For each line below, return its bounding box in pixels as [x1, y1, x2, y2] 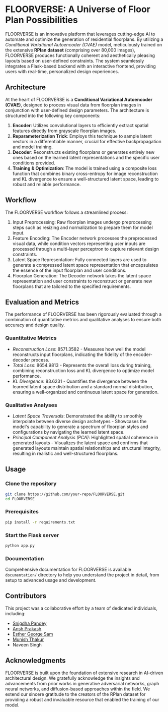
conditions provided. [12, 160, 55, 166]
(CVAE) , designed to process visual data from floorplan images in [5, 102, 141, 108]
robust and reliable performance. [12, 181, 81, 187]
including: [5, 610, 26, 616]
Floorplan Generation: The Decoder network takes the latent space [12, 272, 151, 278]
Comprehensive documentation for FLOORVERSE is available [5, 566, 132, 573]
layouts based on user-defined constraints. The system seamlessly [5, 57, 144, 64]
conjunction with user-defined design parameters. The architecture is [5, 107, 149, 113]
